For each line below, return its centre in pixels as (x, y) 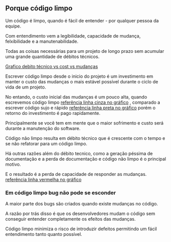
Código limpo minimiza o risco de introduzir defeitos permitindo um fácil (81, 229)
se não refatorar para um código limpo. (46, 143)
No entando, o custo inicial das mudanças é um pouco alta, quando (76, 97)
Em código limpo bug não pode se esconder (61, 193)
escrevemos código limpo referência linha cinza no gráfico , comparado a (83, 102)
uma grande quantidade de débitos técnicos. (52, 56)
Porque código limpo (39, 8)
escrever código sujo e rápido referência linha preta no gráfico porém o (80, 108)
